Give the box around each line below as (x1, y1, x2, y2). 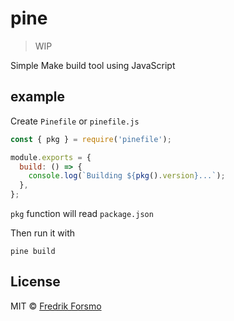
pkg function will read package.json (10, 208, 154, 219)
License (10, 273, 61, 291)
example (10, 88, 66, 106)
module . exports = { (10, 152, 92, 162)
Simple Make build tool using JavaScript (10, 59, 176, 71)
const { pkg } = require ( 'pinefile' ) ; (10, 134, 172, 144)
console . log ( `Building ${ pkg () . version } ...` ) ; (28, 171, 226, 181)
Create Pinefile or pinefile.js (10, 115, 140, 127)
